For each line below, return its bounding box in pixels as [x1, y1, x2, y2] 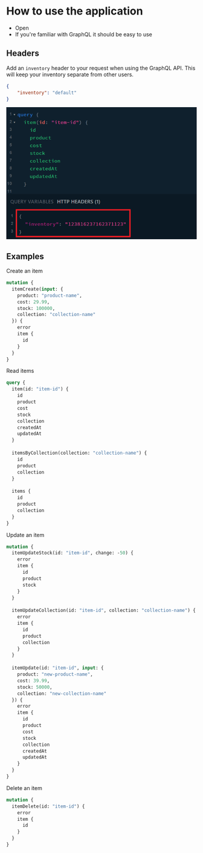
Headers [6, 48, 39, 59]
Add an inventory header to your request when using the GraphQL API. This [6, 64, 196, 71]
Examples [6, 251, 44, 262]
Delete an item [6, 784, 42, 791]
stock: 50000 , [17, 684, 53, 690]
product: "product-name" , [17, 292, 83, 298]
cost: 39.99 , [17, 677, 50, 683]
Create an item [6, 268, 43, 275]
